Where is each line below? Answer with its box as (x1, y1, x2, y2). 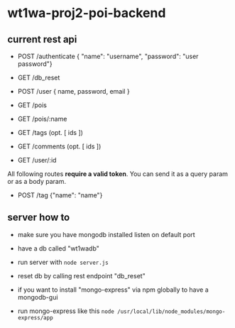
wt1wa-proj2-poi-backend (7, 5, 166, 21)
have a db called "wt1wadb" (17, 244, 99, 253)
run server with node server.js (17, 258, 109, 266)
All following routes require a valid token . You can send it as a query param (7, 170, 229, 178)
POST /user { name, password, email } (17, 87, 130, 95)
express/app (17, 314, 53, 321)
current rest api (7, 33, 77, 45)
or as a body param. (7, 177, 67, 185)
